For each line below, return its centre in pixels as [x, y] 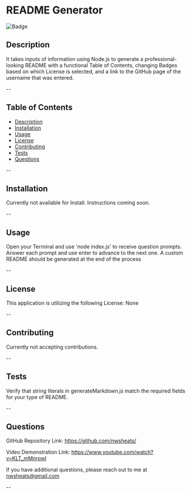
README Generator [54, 10]
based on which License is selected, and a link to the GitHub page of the [94, 71]
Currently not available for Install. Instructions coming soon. [78, 203]
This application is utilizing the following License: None [72, 303]
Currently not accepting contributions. [52, 347]
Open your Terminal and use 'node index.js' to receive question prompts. [94, 247]
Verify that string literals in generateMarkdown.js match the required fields [96, 391]
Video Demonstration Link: [38, 452]
